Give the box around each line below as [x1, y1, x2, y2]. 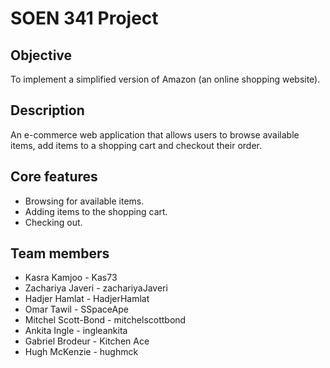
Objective [10, 47, 73, 64]
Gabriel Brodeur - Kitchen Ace [24, 335, 150, 347]
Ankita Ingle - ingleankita [24, 325, 128, 337]
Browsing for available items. [24, 195, 145, 207]
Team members [10, 245, 110, 262]
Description [10, 102, 85, 119]
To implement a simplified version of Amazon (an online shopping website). [10, 73, 321, 85]
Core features [10, 168, 98, 186]
